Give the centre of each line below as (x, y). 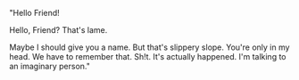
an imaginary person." (50, 66)
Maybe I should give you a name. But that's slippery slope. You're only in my (149, 47)
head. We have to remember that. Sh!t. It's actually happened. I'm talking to (148, 56)
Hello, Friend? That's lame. (58, 30)
